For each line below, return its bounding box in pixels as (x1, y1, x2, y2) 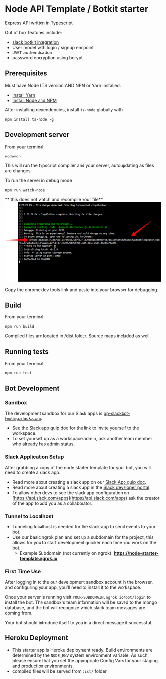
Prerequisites (5, 69, 47, 78)
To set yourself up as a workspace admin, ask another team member (12, 435, 152, 441)
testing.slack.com (5, 415, 41, 421)
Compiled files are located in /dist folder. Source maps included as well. (5, 333, 151, 339)
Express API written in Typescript (5, 20, 73, 26)
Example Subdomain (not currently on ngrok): (19, 550, 113, 556)
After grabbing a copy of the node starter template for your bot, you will (5, 465, 151, 470)
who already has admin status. (12, 441, 75, 447)
